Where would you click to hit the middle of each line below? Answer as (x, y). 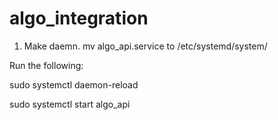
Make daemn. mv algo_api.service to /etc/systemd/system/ (145, 46)
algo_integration (79, 18)
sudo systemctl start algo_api (70, 104)
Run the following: (46, 65)
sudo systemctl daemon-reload (74, 84)
